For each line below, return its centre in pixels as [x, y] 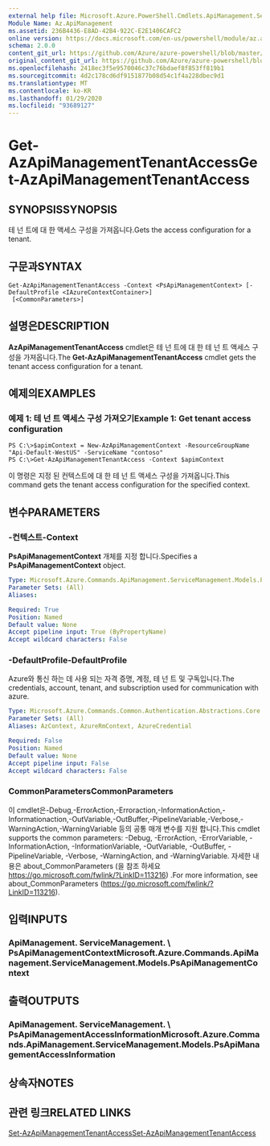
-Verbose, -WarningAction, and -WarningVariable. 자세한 [158, 856]
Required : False [35, 741]
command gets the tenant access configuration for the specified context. [129, 485]
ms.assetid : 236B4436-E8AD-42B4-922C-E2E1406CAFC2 [95, 31]
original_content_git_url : [53, 61]
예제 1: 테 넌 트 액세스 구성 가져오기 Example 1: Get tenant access [130, 418]
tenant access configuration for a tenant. [76, 366]
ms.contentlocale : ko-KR [50, 91]
